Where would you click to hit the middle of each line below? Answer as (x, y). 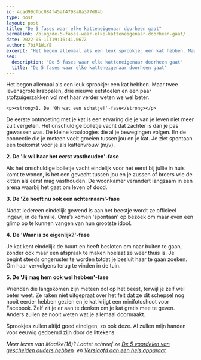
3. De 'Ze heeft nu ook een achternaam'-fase (63, 199)
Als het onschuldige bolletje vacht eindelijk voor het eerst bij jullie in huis (96, 168)
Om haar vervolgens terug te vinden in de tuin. (63, 266)
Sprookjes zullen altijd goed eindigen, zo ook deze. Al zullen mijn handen (96, 326)
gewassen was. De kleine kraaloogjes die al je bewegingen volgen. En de (96, 132)
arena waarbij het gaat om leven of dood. (57, 187)
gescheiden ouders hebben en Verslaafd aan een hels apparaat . (87, 350)
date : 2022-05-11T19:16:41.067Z (46, 40)
